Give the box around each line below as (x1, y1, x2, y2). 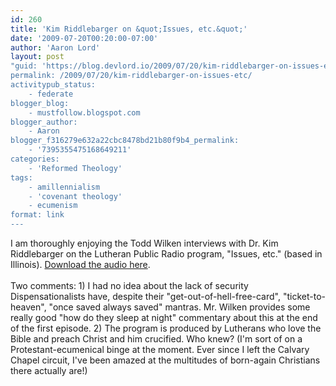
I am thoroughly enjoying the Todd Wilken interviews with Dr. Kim (10, 237, 279, 249)
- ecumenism (28, 201, 78, 211)
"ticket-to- (282, 291, 326, 302)
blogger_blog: (10, 98, 70, 108)
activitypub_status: (10, 80, 97, 90)
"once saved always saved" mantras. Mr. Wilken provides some (48, 301, 311, 313)
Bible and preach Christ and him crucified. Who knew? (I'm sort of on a (10, 333, 303, 345)
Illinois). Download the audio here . (10, 259, 151, 270)
